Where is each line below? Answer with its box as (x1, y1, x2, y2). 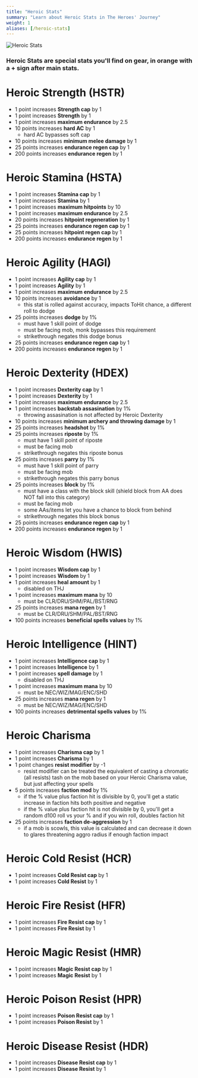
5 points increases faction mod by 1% (14, 786, 108, 794)
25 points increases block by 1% (14, 481, 95, 488)
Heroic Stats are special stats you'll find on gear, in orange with (6, 57, 193, 65)
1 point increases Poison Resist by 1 (14, 1018, 103, 1026)
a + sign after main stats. (6, 64, 79, 72)
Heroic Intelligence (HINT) (6, 637, 138, 651)
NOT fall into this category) (23, 493, 90, 501)
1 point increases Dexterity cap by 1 (14, 386, 103, 393)
